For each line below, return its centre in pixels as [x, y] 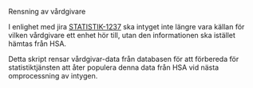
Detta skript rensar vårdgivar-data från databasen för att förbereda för [124, 59]
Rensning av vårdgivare [47, 11]
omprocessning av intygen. [53, 76]
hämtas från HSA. [37, 44]
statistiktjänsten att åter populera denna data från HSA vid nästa [114, 67]
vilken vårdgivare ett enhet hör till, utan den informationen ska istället [122, 35]
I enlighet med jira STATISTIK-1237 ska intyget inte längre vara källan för [126, 27]
